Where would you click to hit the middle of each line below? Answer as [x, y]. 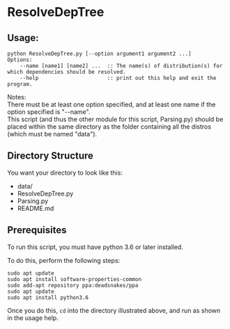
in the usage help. [33, 318]
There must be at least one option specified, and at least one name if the [112, 104]
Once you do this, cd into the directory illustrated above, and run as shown [114, 310]
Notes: [17, 97]
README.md [36, 208]
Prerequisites [37, 230]
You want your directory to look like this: [65, 172]
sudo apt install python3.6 [48, 297]
